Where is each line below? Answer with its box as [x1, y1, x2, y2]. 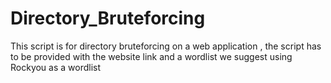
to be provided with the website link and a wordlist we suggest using [10, 50, 293, 62]
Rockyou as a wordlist [10, 61, 102, 73]
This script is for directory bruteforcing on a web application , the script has [10, 40, 322, 52]
